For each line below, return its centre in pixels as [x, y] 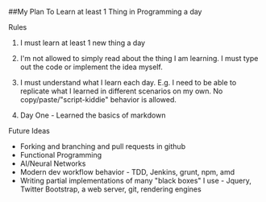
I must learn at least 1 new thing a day [83, 43]
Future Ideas [29, 131]
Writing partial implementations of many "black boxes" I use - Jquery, [135, 181]
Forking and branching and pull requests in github [103, 146]
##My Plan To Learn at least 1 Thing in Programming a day [105, 12]
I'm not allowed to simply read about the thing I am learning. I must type [139, 58]
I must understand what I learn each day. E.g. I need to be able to [128, 82]
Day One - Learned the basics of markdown [93, 115]
